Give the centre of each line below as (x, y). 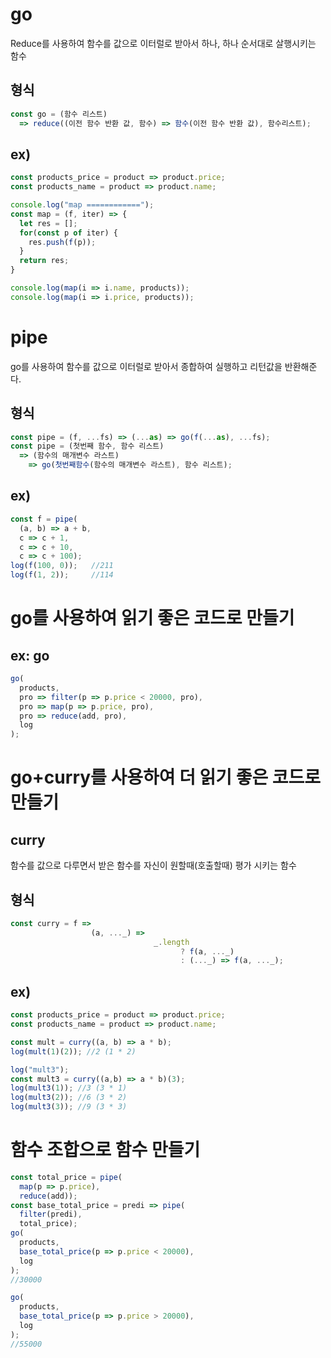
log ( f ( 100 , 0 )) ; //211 (62, 566)
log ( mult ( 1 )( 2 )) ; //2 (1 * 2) (73, 1051)
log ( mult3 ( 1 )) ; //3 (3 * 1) (69, 1088)
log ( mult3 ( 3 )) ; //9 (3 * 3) (69, 1107)
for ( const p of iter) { (68, 233)
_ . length (171, 942)
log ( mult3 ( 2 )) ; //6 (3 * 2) (69, 1098)
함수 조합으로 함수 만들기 (105, 1150)
